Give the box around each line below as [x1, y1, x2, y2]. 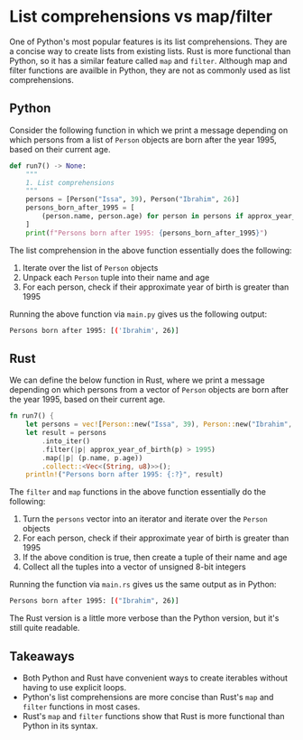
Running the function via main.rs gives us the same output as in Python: [9, 579, 277, 590]
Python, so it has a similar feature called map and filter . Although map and [9, 55, 288, 66]
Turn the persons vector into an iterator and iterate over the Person [22, 513, 268, 524]
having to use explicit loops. [22, 682, 127, 692]
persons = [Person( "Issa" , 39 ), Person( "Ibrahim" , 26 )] [25, 195, 241, 204]
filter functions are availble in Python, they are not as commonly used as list [9, 65, 290, 76]
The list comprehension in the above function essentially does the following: [9, 245, 292, 255]
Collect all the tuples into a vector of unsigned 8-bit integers [22, 561, 246, 572]
